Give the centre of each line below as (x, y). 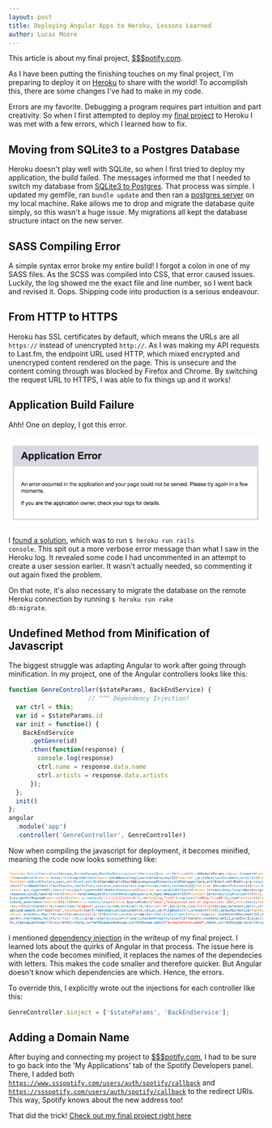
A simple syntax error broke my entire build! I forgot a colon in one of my (130, 266)
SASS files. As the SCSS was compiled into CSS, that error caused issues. (132, 274)
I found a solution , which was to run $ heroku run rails (102, 540)
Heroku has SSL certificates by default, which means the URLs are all (124, 336)
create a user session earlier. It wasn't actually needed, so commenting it (130, 566)
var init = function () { (57, 724)
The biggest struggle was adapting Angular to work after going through (127, 665)
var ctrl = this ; (45, 707)
